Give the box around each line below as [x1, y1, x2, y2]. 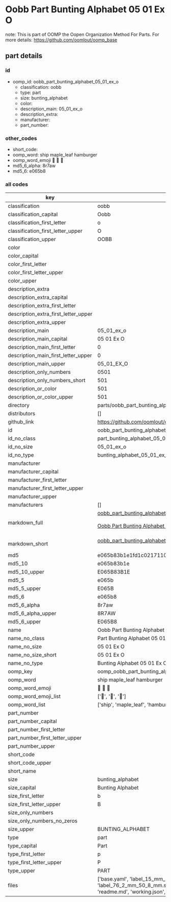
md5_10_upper [8, 568, 44, 576]
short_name [8, 768, 37, 775]
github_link [8, 418, 34, 425]
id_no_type [8, 452, 34, 459]
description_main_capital [8, 336, 68, 343]
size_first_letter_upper [8, 801, 61, 808]
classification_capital [8, 211, 58, 218]
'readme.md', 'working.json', [97, 888, 166, 895]
